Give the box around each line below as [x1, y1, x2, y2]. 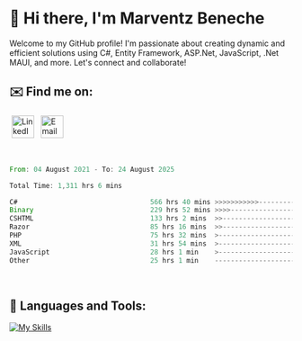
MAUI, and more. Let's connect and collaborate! [9, 57, 187, 67]
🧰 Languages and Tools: [9, 298, 147, 313]
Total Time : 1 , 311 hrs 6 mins [9, 181, 123, 190]
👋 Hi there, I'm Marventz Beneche [9, 8, 265, 29]
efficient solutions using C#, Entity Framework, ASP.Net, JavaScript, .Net [9, 47, 280, 58]
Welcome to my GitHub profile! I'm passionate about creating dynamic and [9, 38, 286, 49]
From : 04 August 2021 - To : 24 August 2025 [9, 165, 175, 174]
